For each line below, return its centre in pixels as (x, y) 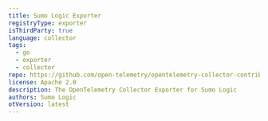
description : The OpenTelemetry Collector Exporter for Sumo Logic (123, 90)
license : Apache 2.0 (43, 82)
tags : (17, 45)
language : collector (43, 38)
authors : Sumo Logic (43, 97)
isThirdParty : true (41, 30)
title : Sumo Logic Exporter (55, 16)
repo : (17, 75)
